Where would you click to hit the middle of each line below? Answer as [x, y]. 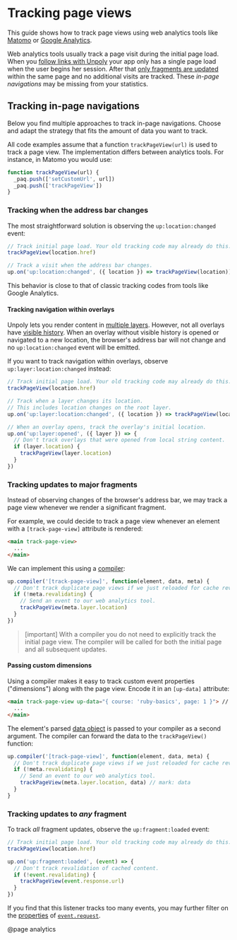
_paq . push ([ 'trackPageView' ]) [58, 185]
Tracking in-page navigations [73, 106]
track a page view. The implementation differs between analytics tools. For [116, 152]
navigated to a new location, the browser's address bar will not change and [117, 340]
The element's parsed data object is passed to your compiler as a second [114, 728]
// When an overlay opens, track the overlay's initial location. [107, 427]
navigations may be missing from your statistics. [78, 83]
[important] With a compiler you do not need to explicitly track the [120, 634]
